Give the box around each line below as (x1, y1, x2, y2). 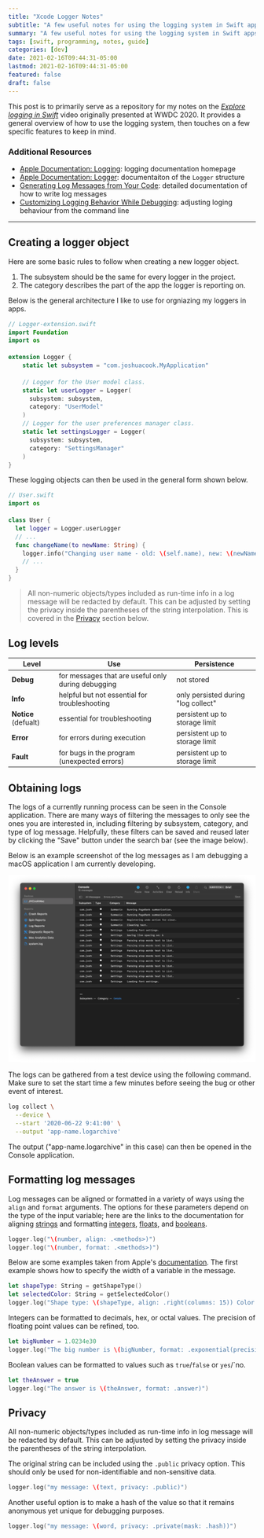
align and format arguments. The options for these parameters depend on (8, 1202, 249, 1212)
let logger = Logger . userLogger (15, 524, 122, 532)
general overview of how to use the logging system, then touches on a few (8, 118, 250, 127)
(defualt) (11, 718, 41, 727)
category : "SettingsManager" (28, 444, 125, 452)
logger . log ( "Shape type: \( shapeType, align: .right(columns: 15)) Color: (8, 1299, 258, 1307)
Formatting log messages (8, 1173, 136, 1187)
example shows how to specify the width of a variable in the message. (8, 1266, 236, 1276)
